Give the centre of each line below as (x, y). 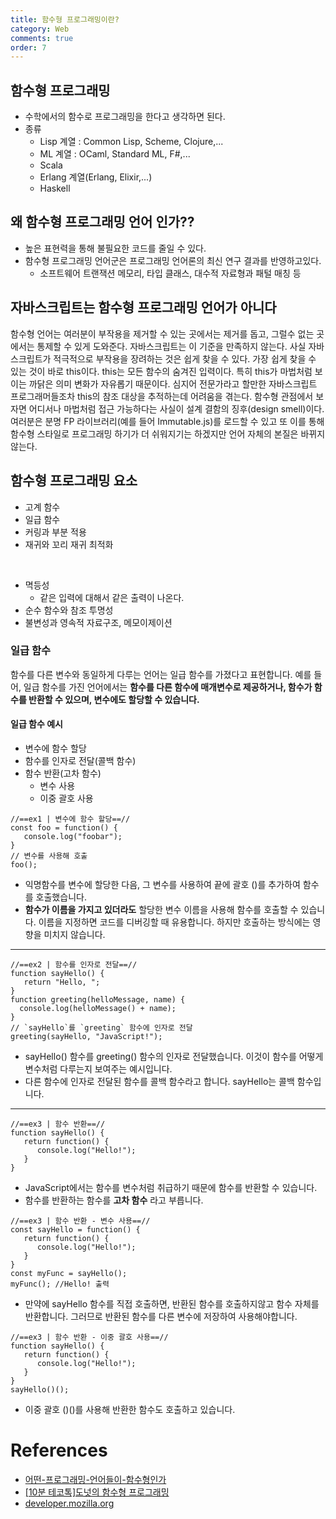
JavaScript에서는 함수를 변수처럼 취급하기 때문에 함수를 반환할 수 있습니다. (171, 1187)
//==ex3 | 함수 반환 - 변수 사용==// (80, 1221)
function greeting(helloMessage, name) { (98, 1000)
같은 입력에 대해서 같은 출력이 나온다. (112, 597)
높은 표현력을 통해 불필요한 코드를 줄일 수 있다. (115, 248)
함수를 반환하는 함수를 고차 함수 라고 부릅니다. (114, 1200)
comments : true (42, 38)
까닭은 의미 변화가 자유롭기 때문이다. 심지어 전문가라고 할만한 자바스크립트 (173, 383)
